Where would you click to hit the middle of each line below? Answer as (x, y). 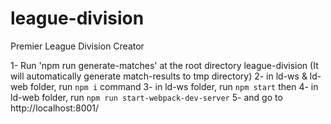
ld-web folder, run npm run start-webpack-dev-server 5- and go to (146, 97)
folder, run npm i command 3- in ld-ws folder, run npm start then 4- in (174, 86)
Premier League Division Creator (77, 46)
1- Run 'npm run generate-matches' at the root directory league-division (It (164, 65)
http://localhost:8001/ (55, 108)
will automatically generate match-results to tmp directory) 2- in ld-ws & (159, 76)
